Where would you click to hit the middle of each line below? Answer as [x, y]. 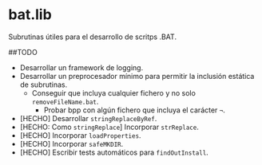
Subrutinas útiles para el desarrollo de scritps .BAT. [93, 37]
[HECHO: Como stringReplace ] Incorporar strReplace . [109, 127]
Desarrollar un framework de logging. [81, 67]
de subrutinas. [44, 84]
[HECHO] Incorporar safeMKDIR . [71, 143]
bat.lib [30, 15]
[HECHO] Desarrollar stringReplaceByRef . [88, 118]
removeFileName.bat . [65, 101]
